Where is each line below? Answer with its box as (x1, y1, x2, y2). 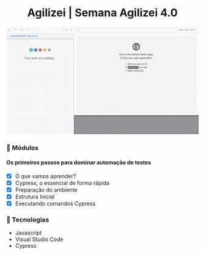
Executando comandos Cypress (15, 200, 96, 207)
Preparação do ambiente (15, 186, 77, 194)
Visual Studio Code (15, 236, 64, 243)
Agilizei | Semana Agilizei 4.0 (27, 6, 178, 20)
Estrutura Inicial (15, 193, 55, 200)
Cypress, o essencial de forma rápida (15, 179, 110, 186)
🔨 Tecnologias (6, 215, 49, 224)
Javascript (15, 229, 42, 237)
